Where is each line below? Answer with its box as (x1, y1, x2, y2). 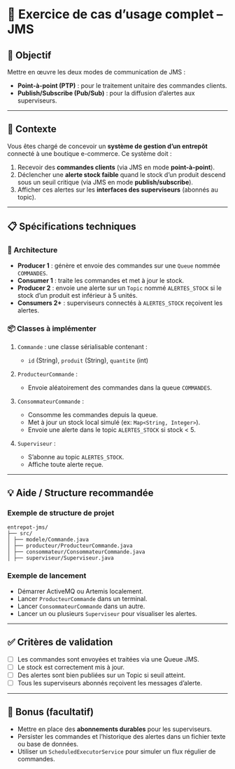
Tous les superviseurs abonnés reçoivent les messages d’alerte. (17, 678, 203, 687)
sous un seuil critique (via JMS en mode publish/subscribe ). (17, 178, 194, 186)
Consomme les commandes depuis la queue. (27, 410, 158, 419)
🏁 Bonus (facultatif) (7, 706, 94, 718)
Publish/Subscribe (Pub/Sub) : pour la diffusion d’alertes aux (17, 89, 195, 97)
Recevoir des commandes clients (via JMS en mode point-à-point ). (17, 163, 215, 171)
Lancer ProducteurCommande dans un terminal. (17, 594, 148, 603)
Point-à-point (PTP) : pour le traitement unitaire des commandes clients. (17, 81, 227, 90)
